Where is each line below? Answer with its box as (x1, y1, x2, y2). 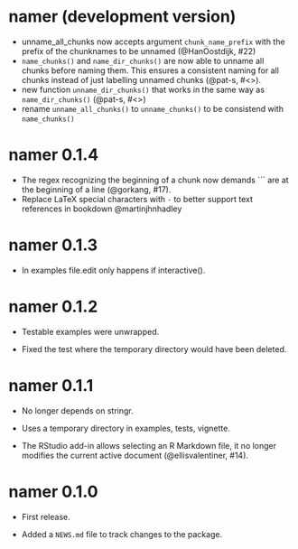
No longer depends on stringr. (21, 405, 134, 416)
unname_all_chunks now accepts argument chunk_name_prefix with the (21, 36, 285, 47)
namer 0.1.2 (8, 296, 98, 317)
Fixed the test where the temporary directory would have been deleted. (21, 343, 287, 354)
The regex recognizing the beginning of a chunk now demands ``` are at (21, 174, 290, 185)
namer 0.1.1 (8, 375, 94, 395)
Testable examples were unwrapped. (21, 326, 160, 337)
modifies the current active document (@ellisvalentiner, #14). (21, 450, 249, 461)
